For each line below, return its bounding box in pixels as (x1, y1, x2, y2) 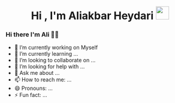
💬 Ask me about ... (14, 69, 60, 77)
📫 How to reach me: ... (14, 76, 72, 83)
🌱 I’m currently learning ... (14, 50, 79, 57)
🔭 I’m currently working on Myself (14, 44, 98, 51)
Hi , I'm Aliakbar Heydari (31, 9, 154, 23)
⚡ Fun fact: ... (14, 92, 47, 99)
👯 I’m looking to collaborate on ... (14, 57, 96, 64)
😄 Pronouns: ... (14, 84, 53, 92)
